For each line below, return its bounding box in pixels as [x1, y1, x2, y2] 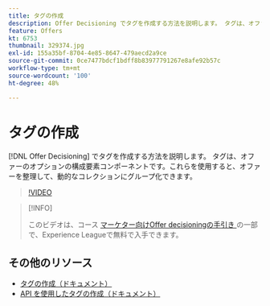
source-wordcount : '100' [8, 72, 92, 80]
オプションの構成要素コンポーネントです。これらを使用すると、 [29, 162, 240, 172]
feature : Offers [8, 27, 63, 35]
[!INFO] [27, 203, 53, 213]
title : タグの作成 [8, 11, 64, 20]
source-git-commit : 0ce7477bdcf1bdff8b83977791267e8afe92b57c [8, 57, 221, 65]
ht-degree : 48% [8, 79, 59, 87]
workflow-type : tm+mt [8, 64, 81, 72]
